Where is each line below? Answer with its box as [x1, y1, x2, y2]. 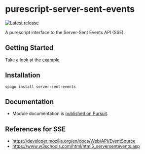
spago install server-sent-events [5, 84, 76, 89]
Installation [5, 71, 40, 79]
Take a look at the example [5, 57, 60, 63]
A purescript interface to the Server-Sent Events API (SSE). [5, 29, 125, 35]
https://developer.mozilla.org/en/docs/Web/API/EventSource [12, 138, 136, 144]
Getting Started [5, 43, 54, 52]
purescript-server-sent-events [5, 3, 135, 15]
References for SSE [5, 125, 66, 133]
